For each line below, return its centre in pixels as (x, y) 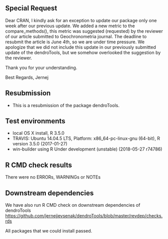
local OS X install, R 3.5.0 (38, 133)
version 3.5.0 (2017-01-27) (40, 144)
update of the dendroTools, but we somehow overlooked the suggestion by (83, 52)
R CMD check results (39, 165)
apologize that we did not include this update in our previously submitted (81, 47)
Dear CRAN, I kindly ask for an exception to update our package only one (81, 20)
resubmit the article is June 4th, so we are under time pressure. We (75, 42)
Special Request (31, 8)
